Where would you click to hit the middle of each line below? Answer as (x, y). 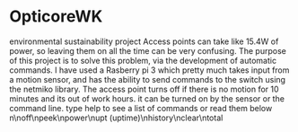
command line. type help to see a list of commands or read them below (141, 108)
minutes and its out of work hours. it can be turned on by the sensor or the (147, 98)
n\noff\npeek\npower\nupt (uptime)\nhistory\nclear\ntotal (116, 118)
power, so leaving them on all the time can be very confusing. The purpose (148, 50)
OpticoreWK (56, 17)
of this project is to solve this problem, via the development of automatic (143, 60)
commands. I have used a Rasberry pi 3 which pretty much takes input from (149, 70)
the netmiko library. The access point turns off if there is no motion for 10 (145, 89)
